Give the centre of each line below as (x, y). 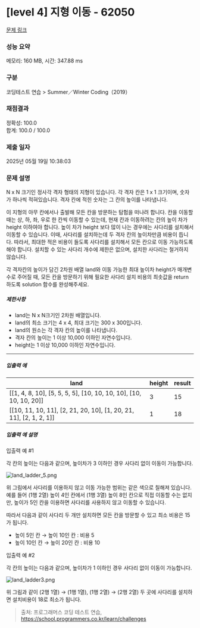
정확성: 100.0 (22, 123)
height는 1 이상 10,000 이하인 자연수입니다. (65, 345)
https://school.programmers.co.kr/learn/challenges (84, 619)
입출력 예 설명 (22, 435)
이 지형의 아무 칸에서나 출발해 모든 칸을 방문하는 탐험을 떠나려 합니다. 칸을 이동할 (100, 213)
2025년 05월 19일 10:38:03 (39, 161)
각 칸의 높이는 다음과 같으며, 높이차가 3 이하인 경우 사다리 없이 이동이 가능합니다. (100, 463)
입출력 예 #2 (21, 555)
